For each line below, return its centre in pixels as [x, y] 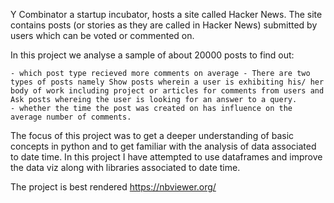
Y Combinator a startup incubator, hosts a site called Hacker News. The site [166, 14]
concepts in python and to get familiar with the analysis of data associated [163, 146]
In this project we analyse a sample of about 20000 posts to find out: [152, 55]
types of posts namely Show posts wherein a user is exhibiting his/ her [167, 82]
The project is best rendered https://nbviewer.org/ [113, 187]
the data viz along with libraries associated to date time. [125, 167]
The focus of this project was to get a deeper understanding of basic [152, 135]
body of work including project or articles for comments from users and [167, 91]
